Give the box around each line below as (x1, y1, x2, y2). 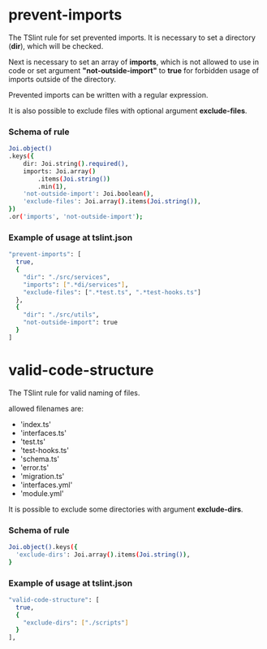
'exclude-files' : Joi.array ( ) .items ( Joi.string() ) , (23, 198, 201, 206)
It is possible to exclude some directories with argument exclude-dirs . (8, 504, 243, 514)
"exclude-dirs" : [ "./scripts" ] (23, 618, 129, 627)
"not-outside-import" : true (23, 319, 118, 327)
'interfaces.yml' (19, 480, 73, 490)
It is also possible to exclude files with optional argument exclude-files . (8, 106, 248, 115)
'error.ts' (19, 462, 50, 473)
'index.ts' (19, 419, 51, 429)
